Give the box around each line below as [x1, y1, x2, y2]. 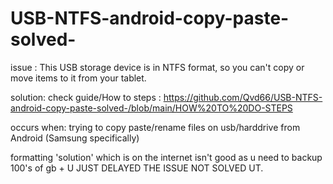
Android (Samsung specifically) [10, 132, 140, 144]
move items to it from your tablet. [10, 72, 147, 84]
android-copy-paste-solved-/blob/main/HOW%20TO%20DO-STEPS [10, 102, 293, 114]
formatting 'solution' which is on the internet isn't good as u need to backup [10, 151, 323, 163]
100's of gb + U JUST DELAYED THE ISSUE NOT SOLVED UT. [10, 162, 264, 174]
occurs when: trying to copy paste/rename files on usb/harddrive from [10, 121, 301, 133]
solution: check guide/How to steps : [10, 91, 162, 103]
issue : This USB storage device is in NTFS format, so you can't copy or [10, 61, 305, 73]
